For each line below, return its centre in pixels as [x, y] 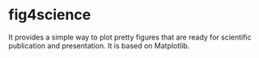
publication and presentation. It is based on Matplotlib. [99, 45]
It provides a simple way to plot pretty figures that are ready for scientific [130, 37]
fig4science [50, 15]
